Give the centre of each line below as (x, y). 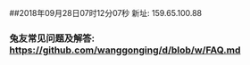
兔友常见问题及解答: (52, 38)
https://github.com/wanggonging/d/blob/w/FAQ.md (125, 50)
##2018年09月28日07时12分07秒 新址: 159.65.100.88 (106, 13)
